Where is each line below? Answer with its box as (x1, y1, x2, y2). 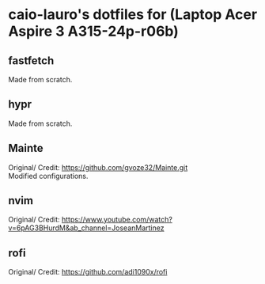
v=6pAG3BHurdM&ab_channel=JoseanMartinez (8, 223, 165, 233)
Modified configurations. (8, 171, 89, 180)
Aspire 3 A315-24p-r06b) (8, 22, 180, 40)
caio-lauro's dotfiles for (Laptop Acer (8, 6, 258, 24)
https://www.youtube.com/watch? (61, 215, 172, 225)
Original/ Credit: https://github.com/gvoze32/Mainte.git (8, 162, 188, 172)
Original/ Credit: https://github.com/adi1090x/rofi (8, 267, 168, 277)
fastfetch (8, 54, 55, 67)
